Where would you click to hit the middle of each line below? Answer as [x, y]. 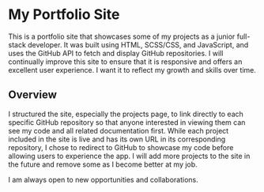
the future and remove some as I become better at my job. [103, 164]
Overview [33, 95]
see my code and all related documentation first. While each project [119, 130]
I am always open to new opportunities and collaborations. [104, 179]
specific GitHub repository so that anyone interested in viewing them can [127, 122]
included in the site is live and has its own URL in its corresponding [117, 139]
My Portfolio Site [64, 15]
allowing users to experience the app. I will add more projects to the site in [129, 156]
